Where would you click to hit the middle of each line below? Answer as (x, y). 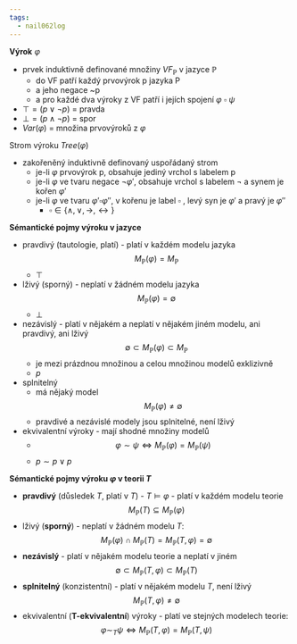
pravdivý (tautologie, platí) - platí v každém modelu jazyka (129, 245)
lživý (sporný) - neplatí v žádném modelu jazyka (111, 284)
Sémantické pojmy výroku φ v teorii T (80, 479)
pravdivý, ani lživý (55, 333)
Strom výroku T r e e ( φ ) (49, 146)
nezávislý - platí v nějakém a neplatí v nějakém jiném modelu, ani (141, 323)
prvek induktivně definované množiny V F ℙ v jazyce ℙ (120, 70)
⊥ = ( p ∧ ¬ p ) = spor (59, 119)
